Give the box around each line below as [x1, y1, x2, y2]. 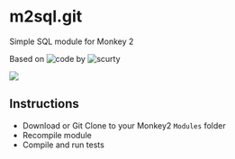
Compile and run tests [22, 139, 105, 150]
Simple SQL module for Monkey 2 [9, 36, 134, 47]
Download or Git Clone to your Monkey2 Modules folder [22, 119, 227, 131]
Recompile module [22, 129, 92, 140]
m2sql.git [9, 6, 83, 27]
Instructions [9, 96, 79, 111]
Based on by [9, 53, 86, 64]
